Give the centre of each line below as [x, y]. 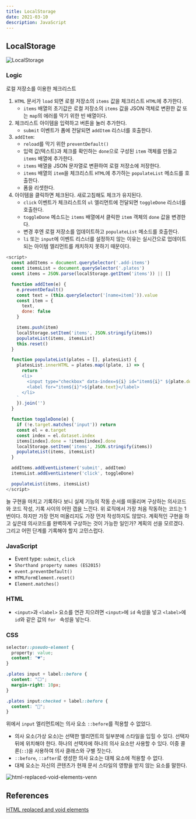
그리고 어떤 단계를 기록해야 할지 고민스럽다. [55, 531]
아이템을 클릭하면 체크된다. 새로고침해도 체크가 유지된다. [78, 195]
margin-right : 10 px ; [36, 685]
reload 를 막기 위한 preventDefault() [66, 144]
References [27, 795]
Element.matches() [37, 584]
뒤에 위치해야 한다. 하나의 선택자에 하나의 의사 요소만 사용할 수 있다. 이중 [97, 744]
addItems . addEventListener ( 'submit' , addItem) [69, 468]
